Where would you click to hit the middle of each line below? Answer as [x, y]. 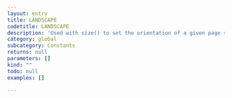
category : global [32, 39]
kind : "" [20, 65]
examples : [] [26, 78]
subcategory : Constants [41, 46]
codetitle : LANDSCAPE [38, 26]
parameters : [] [29, 59]
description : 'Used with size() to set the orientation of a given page [114, 33]
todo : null [23, 71]
